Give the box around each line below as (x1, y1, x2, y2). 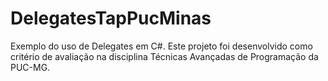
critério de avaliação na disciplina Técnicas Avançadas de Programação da (10, 50, 319, 62)
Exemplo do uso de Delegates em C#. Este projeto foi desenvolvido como (10, 40, 313, 52)
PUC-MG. (10, 61, 51, 73)
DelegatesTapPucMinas (10, 7, 212, 30)
